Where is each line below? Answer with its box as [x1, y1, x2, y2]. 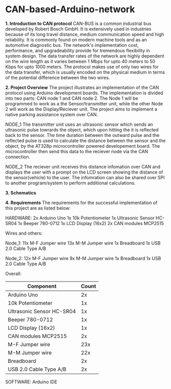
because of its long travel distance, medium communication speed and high [5, 31, 164, 37]
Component [27, 283, 57, 290]
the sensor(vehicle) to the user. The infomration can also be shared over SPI [5, 174, 165, 180]
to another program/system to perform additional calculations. [5, 180, 136, 186]
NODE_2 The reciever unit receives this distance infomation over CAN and [5, 163, 161, 170]
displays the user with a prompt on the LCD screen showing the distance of [5, 169, 163, 175]
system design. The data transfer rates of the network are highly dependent [5, 52, 164, 59]
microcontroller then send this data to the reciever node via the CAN [5, 148, 149, 154]
